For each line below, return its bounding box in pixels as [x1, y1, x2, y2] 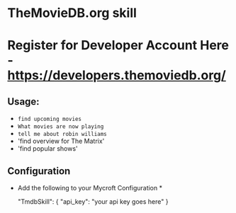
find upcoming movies [17, 115, 82, 123]
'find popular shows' [17, 144, 78, 153]
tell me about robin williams [17, 131, 108, 138]
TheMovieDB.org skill [7, 5, 137, 21]
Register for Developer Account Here [7, 38, 229, 54]
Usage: [7, 96, 40, 108]
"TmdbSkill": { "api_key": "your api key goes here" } [17, 197, 169, 206]
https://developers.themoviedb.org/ [7, 67, 227, 84]
